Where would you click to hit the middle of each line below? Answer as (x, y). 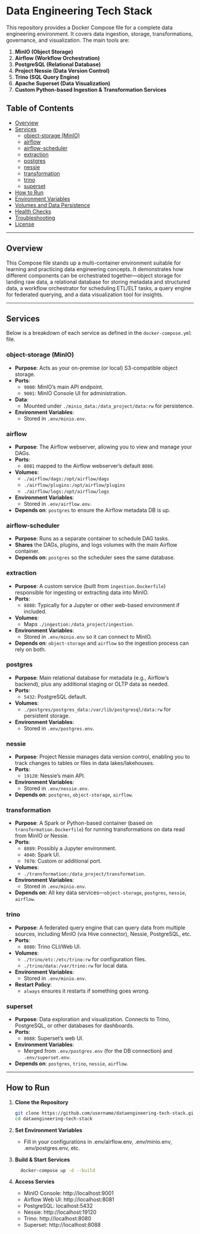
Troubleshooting (35, 217)
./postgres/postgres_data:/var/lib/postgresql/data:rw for (97, 709)
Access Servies (35, 1182)
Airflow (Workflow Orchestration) (57, 58)
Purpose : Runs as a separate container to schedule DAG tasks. (92, 539)
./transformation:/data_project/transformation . (85, 874)
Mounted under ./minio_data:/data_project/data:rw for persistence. (109, 406)
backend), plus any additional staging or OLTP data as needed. (92, 684)
